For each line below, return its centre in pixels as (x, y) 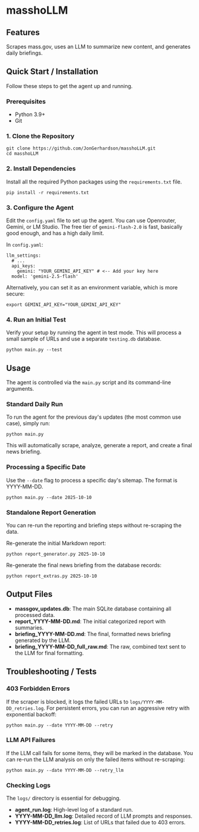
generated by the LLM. (43, 640)
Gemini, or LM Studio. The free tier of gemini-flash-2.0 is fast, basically (94, 227)
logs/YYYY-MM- (147, 702)
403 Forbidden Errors (38, 688)
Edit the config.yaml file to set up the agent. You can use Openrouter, (91, 220)
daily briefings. (24, 53)
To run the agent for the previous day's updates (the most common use (94, 417)
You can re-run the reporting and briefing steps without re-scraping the (94, 525)
